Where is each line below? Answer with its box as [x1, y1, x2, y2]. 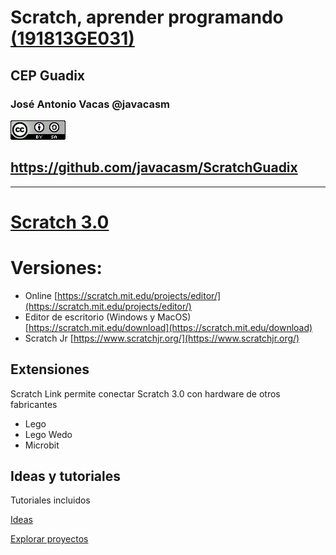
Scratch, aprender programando [10, 6, 284, 29]
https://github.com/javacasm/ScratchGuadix [10, 159, 298, 176]
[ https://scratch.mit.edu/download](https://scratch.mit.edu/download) [24, 321, 313, 333]
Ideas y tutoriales [10, 468, 122, 485]
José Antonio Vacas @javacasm [10, 97, 171, 111]
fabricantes [10, 398, 58, 410]
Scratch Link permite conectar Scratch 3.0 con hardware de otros [10, 387, 281, 400]
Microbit [24, 439, 60, 451]
